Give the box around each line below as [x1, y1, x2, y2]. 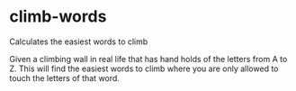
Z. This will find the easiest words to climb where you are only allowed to [9, 63, 279, 74]
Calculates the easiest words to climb [9, 36, 148, 47]
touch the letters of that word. [9, 72, 120, 83]
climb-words [9, 6, 107, 27]
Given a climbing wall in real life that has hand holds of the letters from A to [9, 53, 288, 64]
